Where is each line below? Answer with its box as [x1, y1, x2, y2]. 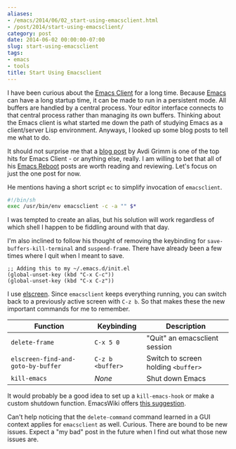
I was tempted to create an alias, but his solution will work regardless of [7, 216, 215, 224]
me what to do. [7, 133, 51, 141]
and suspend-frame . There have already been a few [74, 244, 223, 253]
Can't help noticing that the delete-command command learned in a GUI [7, 412, 211, 422]
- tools [7, 63, 30, 70]
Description [166, 321, 206, 331]
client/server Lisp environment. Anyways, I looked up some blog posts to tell [7, 126, 228, 134]
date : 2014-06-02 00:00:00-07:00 [7, 37, 105, 44]
